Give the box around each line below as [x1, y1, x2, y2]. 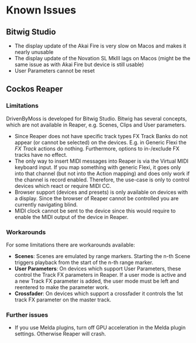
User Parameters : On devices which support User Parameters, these [14, 265, 181, 272]
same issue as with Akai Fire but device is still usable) [14, 61, 145, 68]
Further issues [6, 311, 49, 319]
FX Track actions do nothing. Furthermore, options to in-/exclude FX [14, 145, 180, 152]
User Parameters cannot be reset [14, 67, 95, 74]
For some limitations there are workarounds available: [6, 241, 136, 248]
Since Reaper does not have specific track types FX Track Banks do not [14, 132, 188, 139]
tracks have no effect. [14, 151, 68, 158]
